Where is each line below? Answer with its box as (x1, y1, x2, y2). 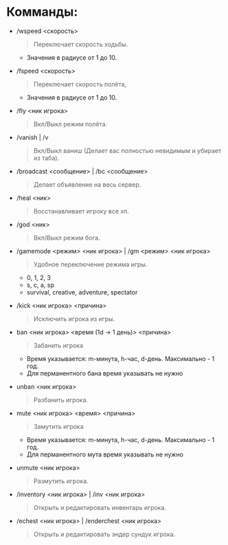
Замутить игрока (33, 422, 84, 430)
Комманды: (6, 4, 78, 20)
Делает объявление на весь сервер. (33, 180, 141, 189)
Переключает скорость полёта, (33, 80, 127, 88)
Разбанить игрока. (33, 395, 89, 404)
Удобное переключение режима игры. (33, 260, 148, 268)
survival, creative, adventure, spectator (26, 288, 138, 296)
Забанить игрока (33, 341, 84, 349)
